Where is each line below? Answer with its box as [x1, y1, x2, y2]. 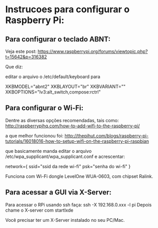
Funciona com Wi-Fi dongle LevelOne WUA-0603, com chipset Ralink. [5, 173, 153, 179]
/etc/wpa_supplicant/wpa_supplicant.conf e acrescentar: [5, 153, 125, 159]
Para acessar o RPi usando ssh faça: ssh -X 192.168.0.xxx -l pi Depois [5, 201, 152, 208]
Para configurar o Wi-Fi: [5, 104, 84, 112]
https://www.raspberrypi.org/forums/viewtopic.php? [37, 49, 148, 54]
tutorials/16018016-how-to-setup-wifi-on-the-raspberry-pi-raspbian [5, 138, 149, 144]
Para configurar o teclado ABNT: [5, 35, 111, 43]
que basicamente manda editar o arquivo [5, 148, 92, 154]
